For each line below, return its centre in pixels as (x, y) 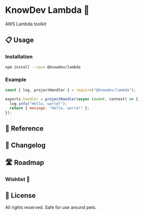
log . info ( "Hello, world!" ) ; (39, 104)
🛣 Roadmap (25, 163)
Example (16, 80)
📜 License (21, 195)
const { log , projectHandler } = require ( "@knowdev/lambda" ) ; (71, 90)
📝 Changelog (25, 145)
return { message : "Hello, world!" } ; (50, 108)
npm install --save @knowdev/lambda (43, 67)
